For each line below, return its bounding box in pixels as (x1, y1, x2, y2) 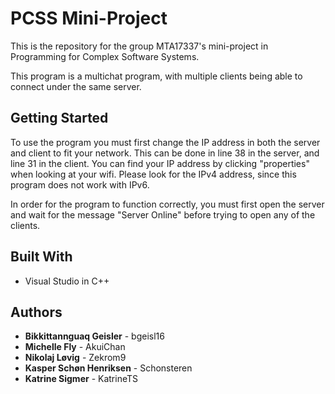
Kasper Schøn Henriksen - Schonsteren (24, 362, 193, 374)
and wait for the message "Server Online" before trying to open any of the (10, 208, 316, 221)
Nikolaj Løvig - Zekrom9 (24, 352, 127, 364)
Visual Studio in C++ (24, 275, 110, 287)
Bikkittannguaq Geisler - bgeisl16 (24, 330, 165, 342)
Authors (10, 303, 63, 321)
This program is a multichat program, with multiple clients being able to (10, 70, 303, 82)
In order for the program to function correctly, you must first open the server (10, 198, 325, 210)
